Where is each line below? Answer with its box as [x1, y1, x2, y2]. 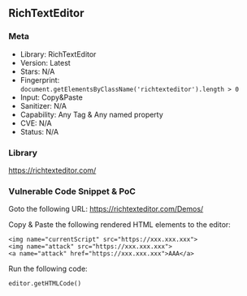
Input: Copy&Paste [19, 92, 83, 102]
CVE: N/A [19, 118, 52, 128]
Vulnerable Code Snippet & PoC [8, 186, 136, 197]
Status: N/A [19, 127, 59, 136]
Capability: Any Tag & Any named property [19, 109, 164, 119]
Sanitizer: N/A [19, 101, 67, 110]
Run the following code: [8, 264, 88, 274]
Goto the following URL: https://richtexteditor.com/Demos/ [8, 204, 204, 214]
